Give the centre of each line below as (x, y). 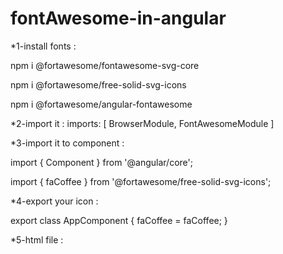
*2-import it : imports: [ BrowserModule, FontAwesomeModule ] (142, 123)
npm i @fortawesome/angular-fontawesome (101, 104)
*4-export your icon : (54, 201)
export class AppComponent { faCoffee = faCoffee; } (119, 220)
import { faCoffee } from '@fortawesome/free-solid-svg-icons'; (141, 181)
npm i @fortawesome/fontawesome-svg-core (105, 65)
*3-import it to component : (67, 143)
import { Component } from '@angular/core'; (101, 162)
